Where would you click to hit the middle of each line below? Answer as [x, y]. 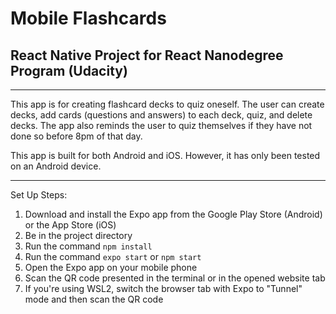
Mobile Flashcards [88, 18]
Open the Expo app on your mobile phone [111, 267]
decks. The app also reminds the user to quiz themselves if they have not [161, 125]
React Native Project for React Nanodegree [147, 55]
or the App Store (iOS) [70, 225]
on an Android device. [56, 166]
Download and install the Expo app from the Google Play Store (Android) [173, 214]
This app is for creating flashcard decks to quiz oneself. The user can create [167, 104]
